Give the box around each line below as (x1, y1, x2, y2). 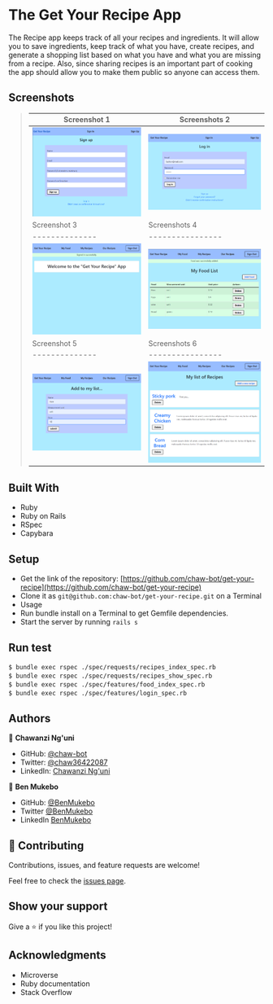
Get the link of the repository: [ (19, 574, 123, 584)
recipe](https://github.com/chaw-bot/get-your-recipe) (19, 582, 201, 592)
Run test (8, 641, 52, 655)
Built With (8, 480, 59, 494)
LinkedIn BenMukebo (19, 815, 92, 825)
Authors (8, 711, 51, 726)
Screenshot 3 (32, 220, 77, 230)
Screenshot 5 (32, 338, 77, 348)
